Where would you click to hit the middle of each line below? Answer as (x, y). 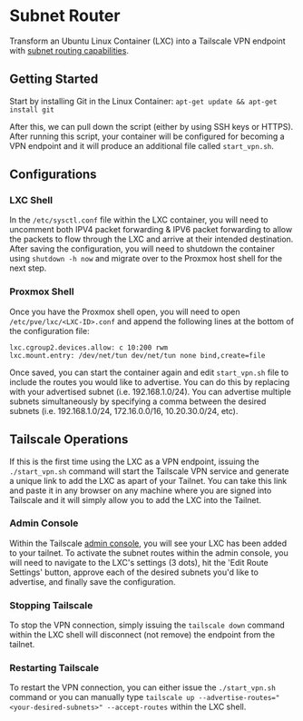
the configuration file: (49, 331)
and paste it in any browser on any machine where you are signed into (141, 490)
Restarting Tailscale (54, 668)
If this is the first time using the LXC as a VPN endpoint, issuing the (135, 461)
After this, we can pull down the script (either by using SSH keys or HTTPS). (151, 126)
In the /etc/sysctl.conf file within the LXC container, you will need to (139, 220)
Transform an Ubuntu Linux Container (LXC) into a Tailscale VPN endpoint (147, 41)
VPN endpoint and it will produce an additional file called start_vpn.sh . (142, 145)
